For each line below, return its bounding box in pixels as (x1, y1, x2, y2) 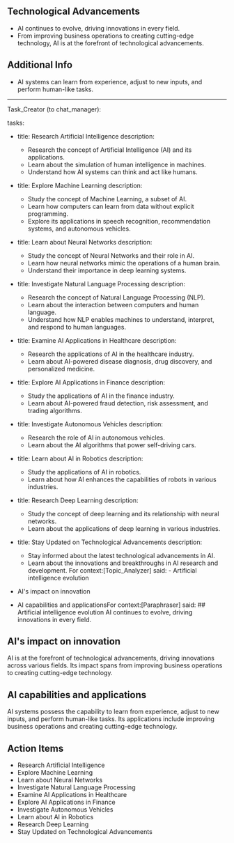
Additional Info (7, 59, 73, 71)
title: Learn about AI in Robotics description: (17, 454, 143, 463)
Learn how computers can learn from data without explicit (27, 202, 194, 210)
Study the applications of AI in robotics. (27, 467, 141, 476)
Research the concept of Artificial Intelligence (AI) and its (27, 146, 192, 154)
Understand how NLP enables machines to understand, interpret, (27, 315, 214, 323)
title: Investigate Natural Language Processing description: (17, 279, 186, 288)
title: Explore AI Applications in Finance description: (17, 378, 166, 386)
